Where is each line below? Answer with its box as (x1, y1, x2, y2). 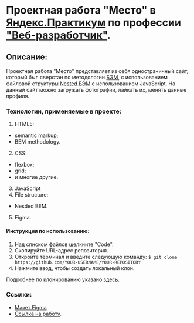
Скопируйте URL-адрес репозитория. (14, 247, 108, 254)
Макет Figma (14, 304, 47, 311)
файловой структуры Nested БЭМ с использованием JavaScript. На (6, 80, 176, 87)
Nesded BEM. (14, 202, 48, 209)
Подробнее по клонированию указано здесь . (6, 276, 120, 283)
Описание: (6, 52, 48, 62)
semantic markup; (14, 132, 59, 139)
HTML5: (14, 121, 35, 128)
